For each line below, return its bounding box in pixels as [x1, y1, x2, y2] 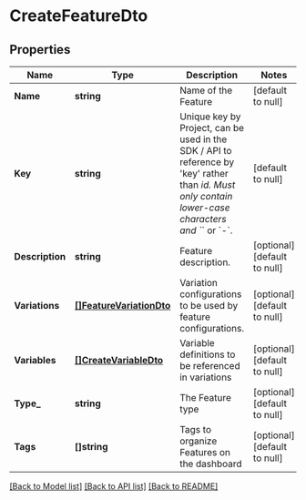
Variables [14, 354, 56, 366]
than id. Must [178, 179, 236, 191]
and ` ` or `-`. [178, 224, 233, 237]
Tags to [178, 423, 212, 435]
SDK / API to [178, 145, 232, 157]
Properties [9, 42, 71, 57]
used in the [178, 133, 228, 146]
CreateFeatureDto [9, 5, 148, 26]
